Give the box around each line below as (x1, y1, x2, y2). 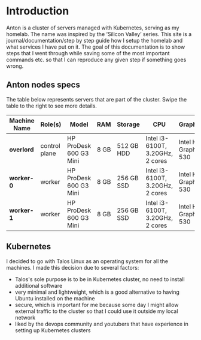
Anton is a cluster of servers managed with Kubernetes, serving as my (6, 24, 179, 31)
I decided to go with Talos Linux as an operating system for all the (6, 257, 169, 265)
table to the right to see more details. (6, 102, 98, 109)
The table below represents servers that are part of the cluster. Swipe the (6, 96, 187, 103)
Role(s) (40, 120, 62, 129)
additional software (14, 282, 63, 289)
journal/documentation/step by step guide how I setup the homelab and (6, 37, 183, 44)
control (40, 141, 61, 150)
